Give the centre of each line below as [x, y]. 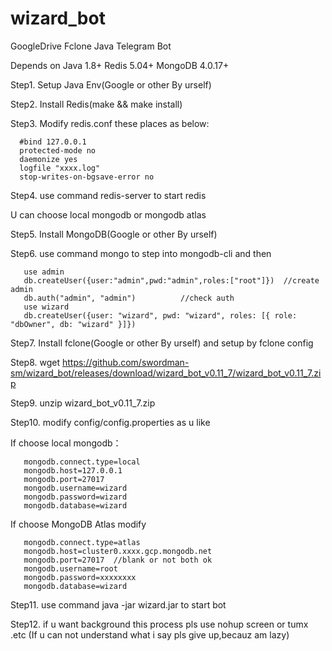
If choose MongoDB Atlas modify [78, 524]
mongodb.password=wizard [75, 497]
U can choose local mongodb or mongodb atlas [108, 214]
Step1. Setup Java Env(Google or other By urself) [111, 84]
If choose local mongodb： [66, 443]
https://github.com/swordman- [125, 362]
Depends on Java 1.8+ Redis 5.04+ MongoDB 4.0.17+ [120, 65]
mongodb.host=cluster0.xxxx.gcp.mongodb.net [118, 551]
